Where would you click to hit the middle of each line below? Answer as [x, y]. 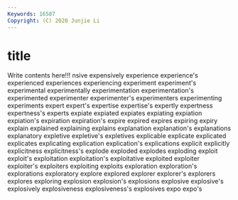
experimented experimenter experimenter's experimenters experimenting [115, 98]
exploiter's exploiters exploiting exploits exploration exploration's [102, 166]
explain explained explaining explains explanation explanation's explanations [119, 128]
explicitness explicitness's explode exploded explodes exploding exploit [113, 151]
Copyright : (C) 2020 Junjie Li [54, 21]
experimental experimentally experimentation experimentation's [101, 90]
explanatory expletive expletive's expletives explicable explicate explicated [117, 136]
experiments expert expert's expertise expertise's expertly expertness [110, 106]
